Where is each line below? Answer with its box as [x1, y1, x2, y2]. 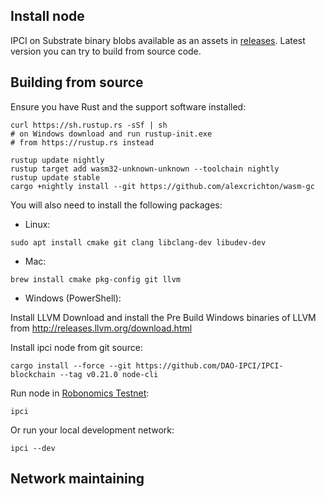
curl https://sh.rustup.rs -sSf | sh [10, 120, 168, 130]
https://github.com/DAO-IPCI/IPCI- [135, 360, 284, 371]
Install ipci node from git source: [10, 341, 143, 353]
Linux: [24, 218, 51, 230]
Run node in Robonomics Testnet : [10, 387, 150, 399]
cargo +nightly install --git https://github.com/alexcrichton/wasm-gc [10, 181, 315, 191]
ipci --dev [10, 443, 56, 453]
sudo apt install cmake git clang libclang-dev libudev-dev [10, 237, 267, 248]
